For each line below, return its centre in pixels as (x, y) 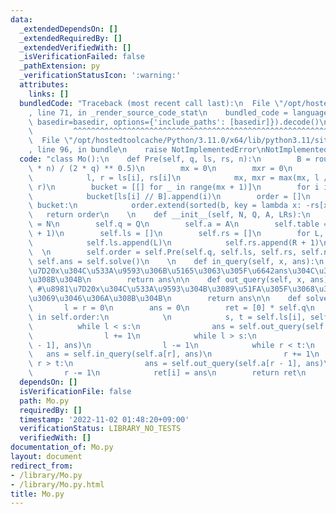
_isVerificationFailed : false (82, 57)
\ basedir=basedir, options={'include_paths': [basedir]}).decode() (174, 122)
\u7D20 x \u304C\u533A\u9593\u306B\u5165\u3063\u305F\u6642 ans (158, 271)
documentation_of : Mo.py (62, 447)
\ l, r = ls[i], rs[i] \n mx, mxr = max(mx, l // (180, 177)
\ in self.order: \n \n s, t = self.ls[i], (167, 317)
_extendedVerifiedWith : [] (75, 47)
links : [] (49, 94)
